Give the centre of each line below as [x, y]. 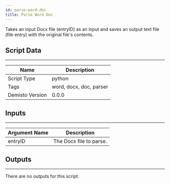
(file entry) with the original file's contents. [49, 34]
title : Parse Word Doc [29, 15]
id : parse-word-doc [26, 10]
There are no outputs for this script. [42, 176]
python [60, 79]
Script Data [23, 50]
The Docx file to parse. [80, 141]
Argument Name [28, 133]
